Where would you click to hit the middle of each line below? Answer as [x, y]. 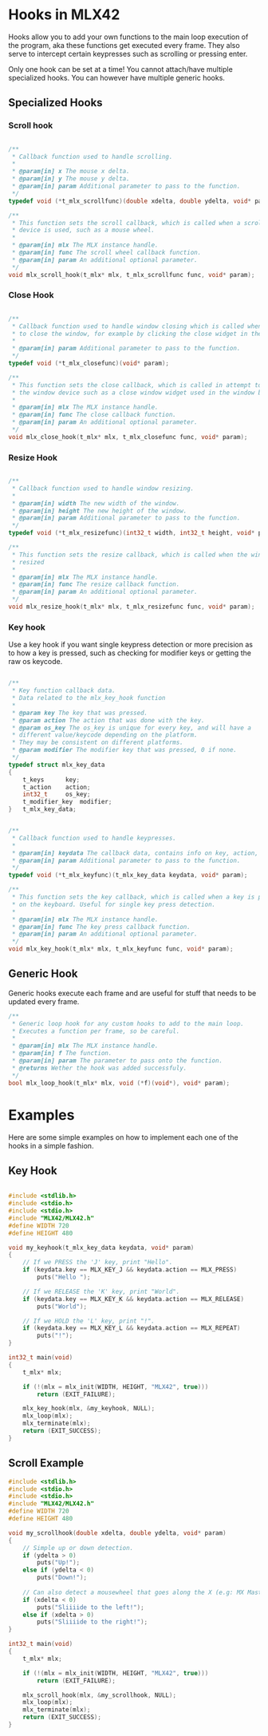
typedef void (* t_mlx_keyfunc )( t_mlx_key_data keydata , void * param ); [128, 876]
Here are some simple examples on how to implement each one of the [123, 1137]
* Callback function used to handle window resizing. [103, 488]
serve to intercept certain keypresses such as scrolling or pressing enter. [128, 53]
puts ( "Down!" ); [62, 1578]
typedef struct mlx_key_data [57, 765]
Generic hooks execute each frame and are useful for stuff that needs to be [132, 993]
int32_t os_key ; [57, 795]
